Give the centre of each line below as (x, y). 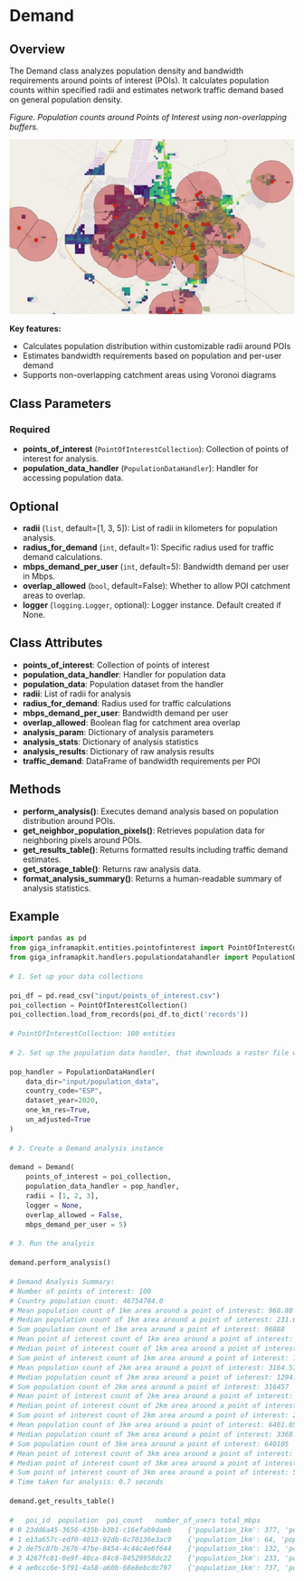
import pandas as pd (48, 938)
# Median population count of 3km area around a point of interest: (141, 1434)
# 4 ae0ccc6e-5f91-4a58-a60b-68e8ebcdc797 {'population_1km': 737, (145, 1568)
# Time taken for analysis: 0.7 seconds (87, 1482)
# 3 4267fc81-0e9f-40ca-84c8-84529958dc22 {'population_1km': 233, (145, 1558)
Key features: (35, 329)
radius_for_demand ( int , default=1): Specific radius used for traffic (148, 547)
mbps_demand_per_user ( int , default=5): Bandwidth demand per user (156, 566)
